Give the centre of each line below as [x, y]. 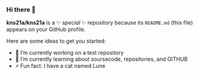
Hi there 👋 [21, 10]
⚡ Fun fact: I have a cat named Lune [60, 66]
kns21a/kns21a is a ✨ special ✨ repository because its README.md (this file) [100, 23]
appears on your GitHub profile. [46, 29]
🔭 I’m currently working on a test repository [69, 53]
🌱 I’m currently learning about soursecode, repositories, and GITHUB [101, 59]
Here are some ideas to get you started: [56, 41]
